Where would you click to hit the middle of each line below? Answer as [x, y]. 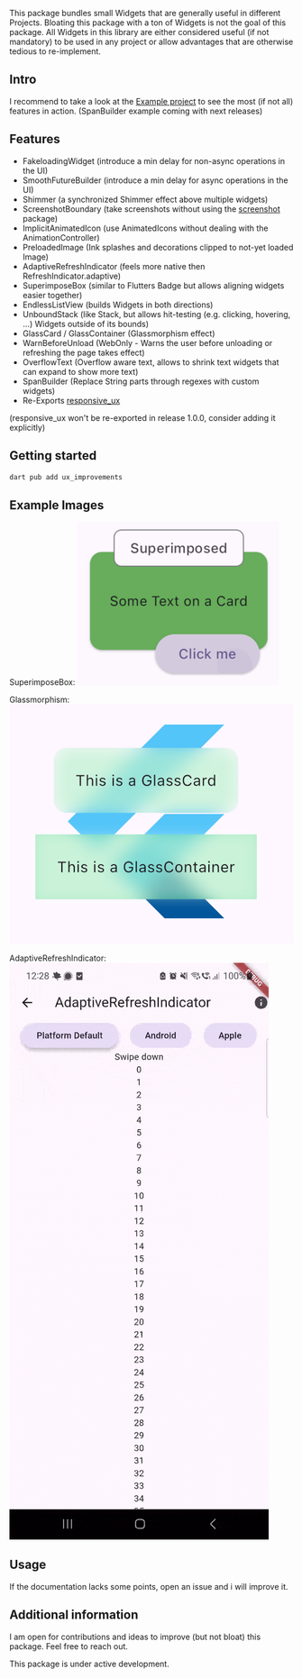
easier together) [52, 295]
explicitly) [27, 427]
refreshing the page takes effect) [84, 352]
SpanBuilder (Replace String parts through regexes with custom [141, 381]
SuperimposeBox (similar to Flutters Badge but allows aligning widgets [153, 285]
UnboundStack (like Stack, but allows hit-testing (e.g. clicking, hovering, [156, 314]
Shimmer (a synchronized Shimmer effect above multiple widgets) [145, 199]
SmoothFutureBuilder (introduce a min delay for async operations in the [155, 180]
